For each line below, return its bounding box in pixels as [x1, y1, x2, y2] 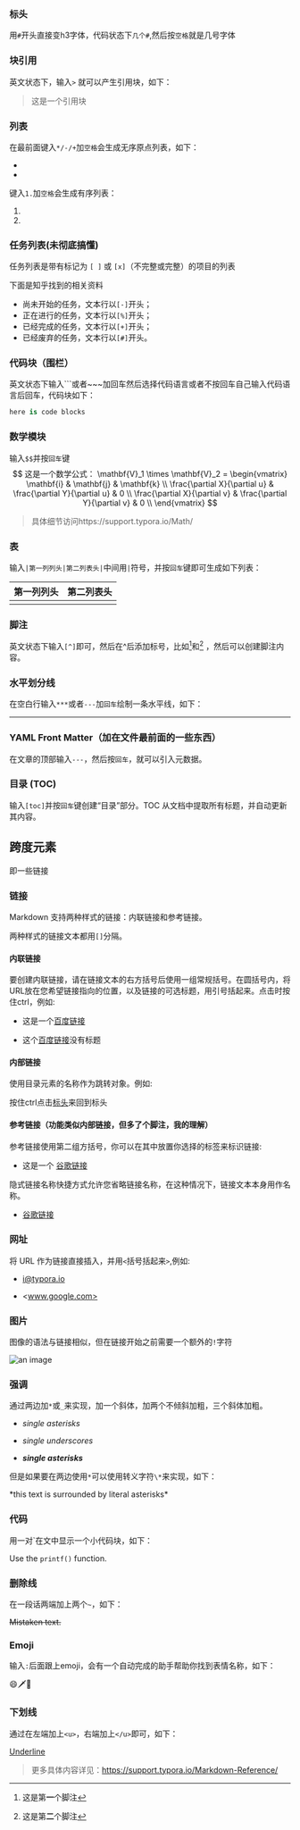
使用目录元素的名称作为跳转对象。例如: [9, 1078, 154, 1089]
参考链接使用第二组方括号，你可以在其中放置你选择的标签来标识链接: [9, 1141, 262, 1151]
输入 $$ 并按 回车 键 [9, 453, 71, 464]
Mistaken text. [9, 1617, 62, 1627]
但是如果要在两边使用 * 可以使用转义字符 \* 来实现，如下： [9, 1471, 217, 1482]
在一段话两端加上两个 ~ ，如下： [9, 1599, 123, 1609]
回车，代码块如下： [24, 390, 96, 401]
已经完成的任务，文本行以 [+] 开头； [21, 322, 153, 332]
